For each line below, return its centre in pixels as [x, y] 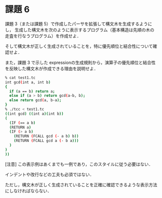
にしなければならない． [28, 191]
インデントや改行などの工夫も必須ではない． [50, 174]
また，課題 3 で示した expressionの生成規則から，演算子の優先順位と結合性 [80, 62]
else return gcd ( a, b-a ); [36, 100]
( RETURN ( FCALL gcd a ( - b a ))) [46, 141]
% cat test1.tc [20, 77]
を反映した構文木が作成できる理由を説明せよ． [52, 68]
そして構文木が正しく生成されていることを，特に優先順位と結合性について [79, 46]
